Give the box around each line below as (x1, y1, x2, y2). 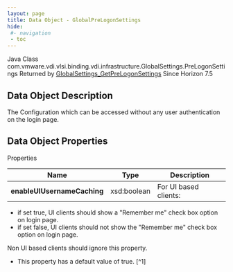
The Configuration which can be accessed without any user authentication (7, 108, 221, 116)
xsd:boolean (110, 186, 151, 196)
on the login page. (7, 115, 59, 123)
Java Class (7, 55, 39, 63)
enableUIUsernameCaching (10, 186, 104, 196)
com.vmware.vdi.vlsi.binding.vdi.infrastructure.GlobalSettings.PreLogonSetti (7, 62, 225, 71)
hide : (7, 23, 23, 30)
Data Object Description (7, 89, 113, 101)
